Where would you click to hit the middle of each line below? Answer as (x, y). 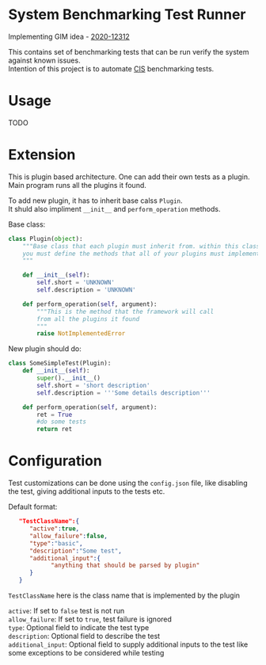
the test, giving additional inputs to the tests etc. (87, 491)
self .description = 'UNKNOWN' (86, 290)
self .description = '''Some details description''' (124, 393)
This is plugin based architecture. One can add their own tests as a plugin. (129, 177)
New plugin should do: (45, 349)
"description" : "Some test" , (76, 551)
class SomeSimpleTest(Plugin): (60, 363)
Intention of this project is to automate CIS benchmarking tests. (111, 68)
